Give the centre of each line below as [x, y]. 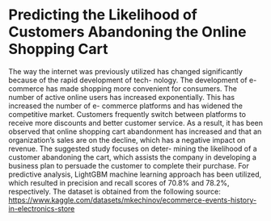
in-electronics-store [42, 208]
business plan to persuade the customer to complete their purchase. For [129, 165]
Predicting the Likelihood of [103, 15]
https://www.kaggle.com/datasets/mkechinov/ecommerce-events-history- [133, 200]
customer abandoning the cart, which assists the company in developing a [133, 157]
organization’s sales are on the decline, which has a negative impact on [127, 140]
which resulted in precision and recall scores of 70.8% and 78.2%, [119, 182]
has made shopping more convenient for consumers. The [141, 88]
